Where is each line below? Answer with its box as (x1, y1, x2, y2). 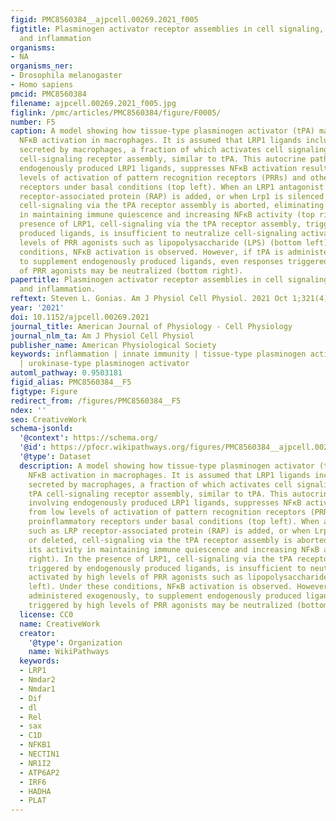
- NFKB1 (19, 740, 52, 750)
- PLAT (19, 796, 47, 806)
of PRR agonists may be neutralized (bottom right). (19, 266, 244, 276)
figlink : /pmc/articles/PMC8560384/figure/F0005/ (10, 107, 222, 118)
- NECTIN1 (19, 749, 60, 759)
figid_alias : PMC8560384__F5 (10, 377, 132, 387)
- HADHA (19, 786, 52, 796)
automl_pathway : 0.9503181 (10, 368, 123, 378)
